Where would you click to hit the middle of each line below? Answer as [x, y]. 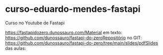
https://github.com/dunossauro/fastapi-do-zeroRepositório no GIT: [74, 38]
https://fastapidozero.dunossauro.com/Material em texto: [64, 32]
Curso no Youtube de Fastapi [35, 23]
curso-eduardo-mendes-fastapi [73, 9]
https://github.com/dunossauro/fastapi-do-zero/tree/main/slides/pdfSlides [81, 43]
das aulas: [16, 48]
